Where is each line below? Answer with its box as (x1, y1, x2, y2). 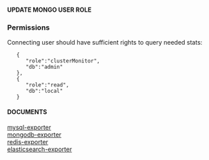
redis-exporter (7, 138, 48, 146)
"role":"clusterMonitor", (25, 57, 100, 65)
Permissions (7, 23, 50, 32)
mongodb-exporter (7, 130, 62, 139)
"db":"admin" (25, 63, 63, 70)
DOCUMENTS (7, 108, 48, 116)
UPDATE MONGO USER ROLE (7, 5, 92, 14)
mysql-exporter (7, 124, 52, 132)
